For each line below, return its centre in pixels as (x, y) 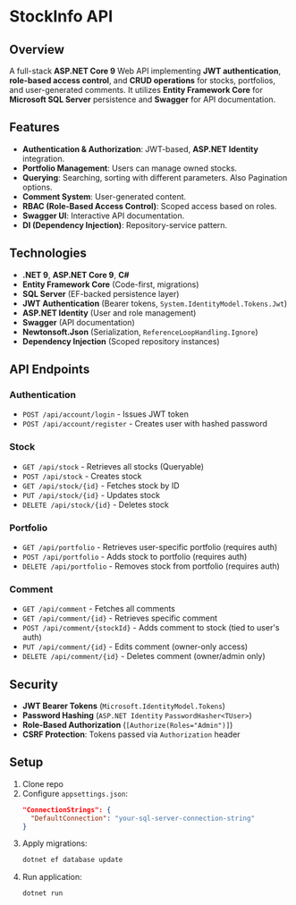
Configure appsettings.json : (75, 793)
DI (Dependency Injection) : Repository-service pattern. (125, 224)
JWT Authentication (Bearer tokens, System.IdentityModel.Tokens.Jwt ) (155, 303)
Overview (37, 50)
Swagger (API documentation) (79, 322)
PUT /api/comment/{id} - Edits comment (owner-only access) (135, 647)
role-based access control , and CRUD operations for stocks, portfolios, (142, 80)
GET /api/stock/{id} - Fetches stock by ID (101, 486)
